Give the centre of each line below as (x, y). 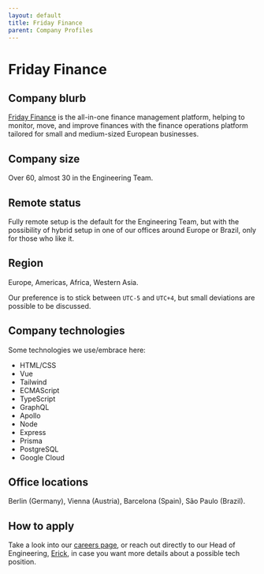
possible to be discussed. (50, 306)
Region (26, 263)
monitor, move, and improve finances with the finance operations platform (128, 126)
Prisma (31, 441)
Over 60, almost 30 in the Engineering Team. (81, 178)
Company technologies (67, 331)
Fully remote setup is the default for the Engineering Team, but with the (124, 221)
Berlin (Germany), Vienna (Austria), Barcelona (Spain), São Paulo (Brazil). (127, 501)
